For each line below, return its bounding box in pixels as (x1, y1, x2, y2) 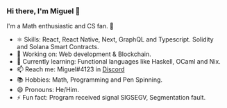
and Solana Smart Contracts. (16, 43, 99, 51)
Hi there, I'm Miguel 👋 (6, 6, 81, 16)
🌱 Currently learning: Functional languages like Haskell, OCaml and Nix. (16, 57, 221, 66)
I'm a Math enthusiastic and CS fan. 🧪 (6, 22, 114, 30)
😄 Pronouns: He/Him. (16, 86, 79, 94)
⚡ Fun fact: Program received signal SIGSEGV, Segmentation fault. (16, 93, 206, 102)
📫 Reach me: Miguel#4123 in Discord (16, 65, 125, 73)
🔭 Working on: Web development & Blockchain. (16, 50, 152, 58)
